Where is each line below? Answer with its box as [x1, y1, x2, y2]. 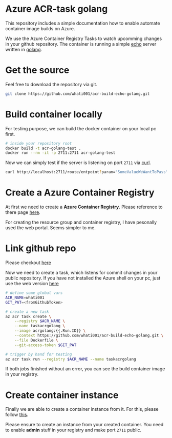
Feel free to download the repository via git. [5, 81, 98, 87]
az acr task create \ [5, 314, 52, 319]
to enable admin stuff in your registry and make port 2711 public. [5, 427, 142, 433]
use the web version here [5, 281, 59, 287]
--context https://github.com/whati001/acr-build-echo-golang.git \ [14, 333, 164, 339]
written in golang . [5, 46, 42, 52]
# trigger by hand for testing [5, 352, 72, 357]
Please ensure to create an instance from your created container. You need [5, 422, 164, 428]
